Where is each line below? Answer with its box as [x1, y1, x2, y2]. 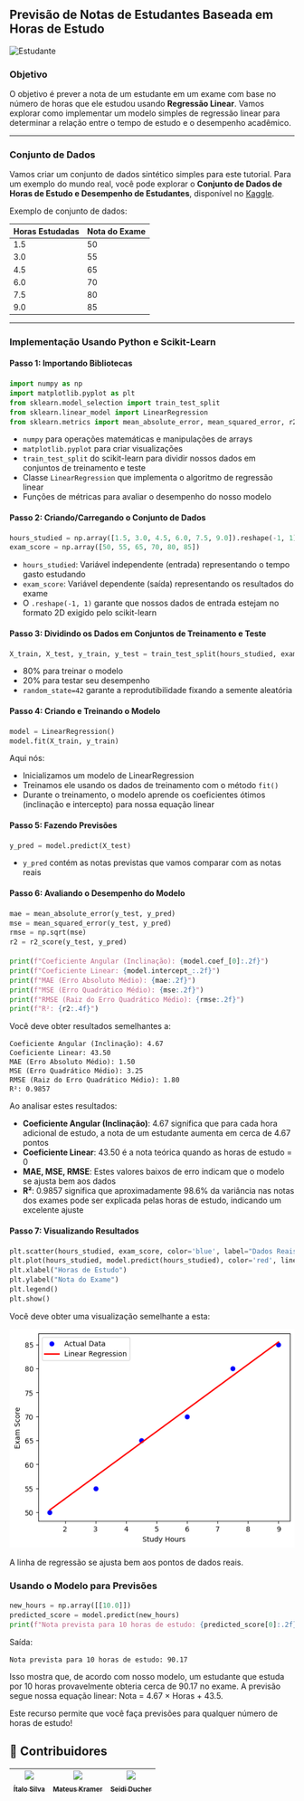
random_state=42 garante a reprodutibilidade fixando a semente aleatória [22, 685, 292, 696]
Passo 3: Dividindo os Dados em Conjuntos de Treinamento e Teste [9, 628, 267, 639]
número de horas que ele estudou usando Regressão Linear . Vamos [9, 99, 265, 110]
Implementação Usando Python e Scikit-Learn [9, 335, 217, 348]
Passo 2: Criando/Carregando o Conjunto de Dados [9, 512, 206, 523]
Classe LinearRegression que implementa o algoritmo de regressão [22, 472, 273, 483]
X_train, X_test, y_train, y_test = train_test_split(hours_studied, [9, 649, 278, 659]
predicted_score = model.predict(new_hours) [9, 1611, 180, 1620]
